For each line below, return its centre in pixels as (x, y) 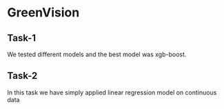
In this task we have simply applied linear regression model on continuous (112, 92)
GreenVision (43, 13)
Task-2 (22, 76)
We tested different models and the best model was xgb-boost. (97, 54)
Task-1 (22, 38)
